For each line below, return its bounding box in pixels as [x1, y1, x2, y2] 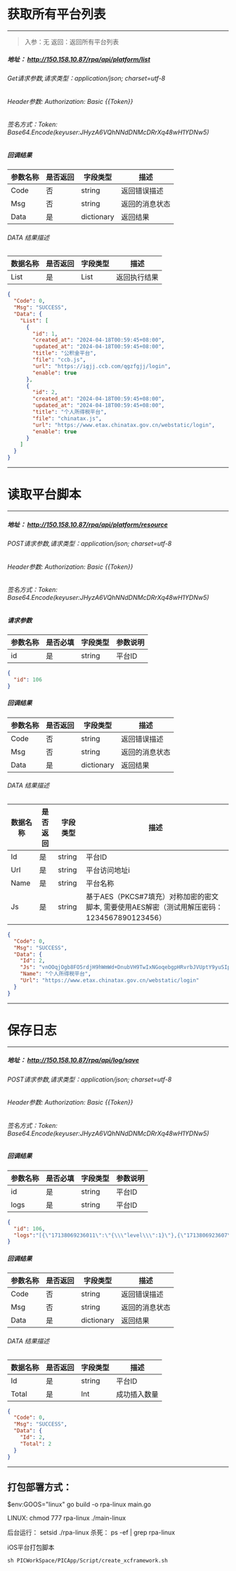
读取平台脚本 [7, 487, 82, 503]
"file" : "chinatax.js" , [32, 415, 102, 422]
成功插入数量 [116, 1389, 159, 1399]
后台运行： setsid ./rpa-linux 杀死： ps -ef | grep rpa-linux [7, 1528, 176, 1537]
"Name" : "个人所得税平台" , [20, 971, 91, 978]
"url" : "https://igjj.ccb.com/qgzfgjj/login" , [32, 362, 171, 369]
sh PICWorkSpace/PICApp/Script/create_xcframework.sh [7, 1557, 169, 1565]
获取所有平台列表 [7, 6, 107, 22]
